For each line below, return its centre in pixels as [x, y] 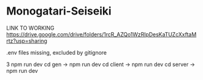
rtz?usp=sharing [27, 41]
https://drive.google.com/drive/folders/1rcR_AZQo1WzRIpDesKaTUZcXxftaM [101, 34]
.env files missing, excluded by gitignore [57, 52]
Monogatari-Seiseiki [59, 11]
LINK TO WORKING [30, 28]
